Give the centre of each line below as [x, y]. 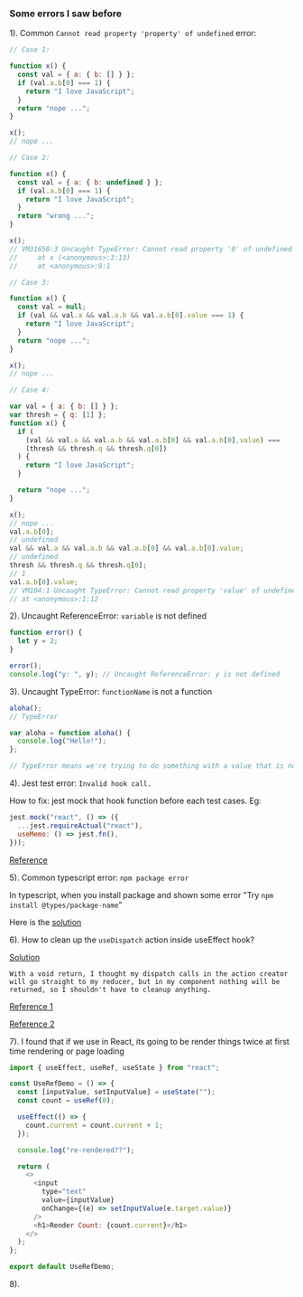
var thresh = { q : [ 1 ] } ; [58, 415]
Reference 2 [32, 1024]
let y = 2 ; [38, 641]
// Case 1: [30, 50]
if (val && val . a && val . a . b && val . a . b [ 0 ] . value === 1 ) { [131, 316]
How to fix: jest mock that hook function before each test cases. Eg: [135, 801]
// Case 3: [30, 282]
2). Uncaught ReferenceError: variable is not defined [108, 616]
